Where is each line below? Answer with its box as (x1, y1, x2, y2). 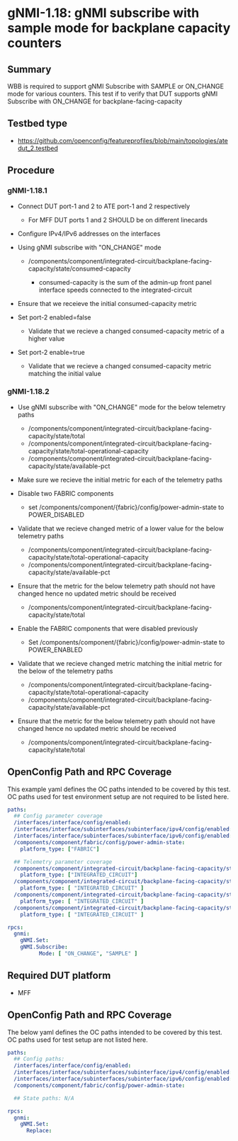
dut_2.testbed (17, 144, 59, 152)
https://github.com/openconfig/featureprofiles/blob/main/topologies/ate (17, 136, 228, 144)
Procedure (7, 164, 55, 176)
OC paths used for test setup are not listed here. (7, 1035, 148, 1044)
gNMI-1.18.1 (7, 186, 47, 195)
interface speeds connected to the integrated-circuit (38, 285, 193, 294)
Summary (7, 63, 52, 75)
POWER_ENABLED (28, 645, 83, 654)
